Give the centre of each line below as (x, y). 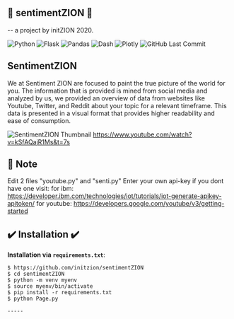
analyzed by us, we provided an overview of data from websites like (106, 98)
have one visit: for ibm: (41, 189)
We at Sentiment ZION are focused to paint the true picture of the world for (116, 83)
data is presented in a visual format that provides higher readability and (111, 113)
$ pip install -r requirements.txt (60, 293)
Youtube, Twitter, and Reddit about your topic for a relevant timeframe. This (117, 105)
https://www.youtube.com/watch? (142, 134)
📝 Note (22, 164)
